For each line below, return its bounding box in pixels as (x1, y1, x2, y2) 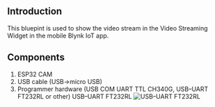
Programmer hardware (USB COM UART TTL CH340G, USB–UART (17, 85, 209, 93)
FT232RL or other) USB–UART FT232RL (17, 92, 132, 100)
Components (7, 51, 65, 63)
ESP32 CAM (17, 69, 53, 79)
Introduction (7, 6, 63, 17)
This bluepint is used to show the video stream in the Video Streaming (7, 24, 208, 32)
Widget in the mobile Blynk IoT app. (7, 31, 109, 40)
